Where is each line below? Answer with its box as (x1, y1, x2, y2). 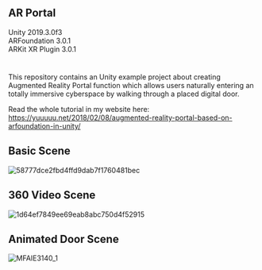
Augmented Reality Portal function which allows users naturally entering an (8, 81, 254, 90)
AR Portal (8, 6, 56, 20)
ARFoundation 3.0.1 (8, 36, 71, 45)
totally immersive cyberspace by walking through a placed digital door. (8, 89, 240, 98)
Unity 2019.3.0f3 (8, 27, 63, 37)
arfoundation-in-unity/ (8, 121, 81, 130)
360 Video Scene (8, 188, 96, 202)
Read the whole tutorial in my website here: (8, 105, 150, 114)
